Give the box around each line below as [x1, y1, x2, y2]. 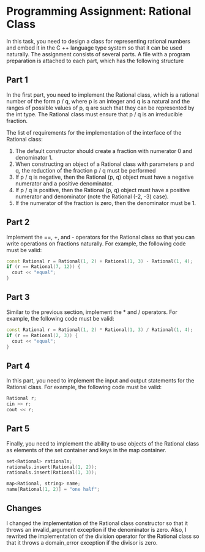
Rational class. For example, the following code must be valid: [6, 384, 162, 391]
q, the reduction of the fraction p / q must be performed [15, 166, 156, 174]
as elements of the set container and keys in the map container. [6, 446, 166, 453]
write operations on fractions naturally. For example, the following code [6, 240, 186, 247]
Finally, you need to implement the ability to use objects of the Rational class [6, 439, 199, 447]
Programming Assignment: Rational [6, 4, 192, 18]
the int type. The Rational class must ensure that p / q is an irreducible [6, 110, 183, 117]
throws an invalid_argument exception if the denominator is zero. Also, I [6, 526, 187, 533]
